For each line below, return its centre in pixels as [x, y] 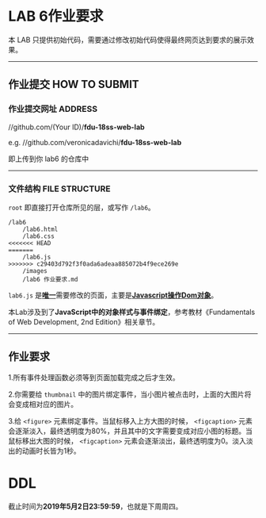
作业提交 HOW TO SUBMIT [74, 84]
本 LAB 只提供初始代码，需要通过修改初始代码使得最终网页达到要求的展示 [128, 40]
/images [35, 271]
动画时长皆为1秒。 [51, 451]
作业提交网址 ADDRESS [53, 109]
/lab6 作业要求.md [50, 279]
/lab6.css [39, 236]
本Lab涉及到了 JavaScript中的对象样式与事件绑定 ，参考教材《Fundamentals [132, 312]
